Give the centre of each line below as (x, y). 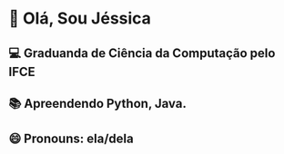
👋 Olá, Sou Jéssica (80, 19)
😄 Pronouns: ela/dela (71, 139)
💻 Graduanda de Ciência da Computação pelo (142, 53)
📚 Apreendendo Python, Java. (98, 103)
